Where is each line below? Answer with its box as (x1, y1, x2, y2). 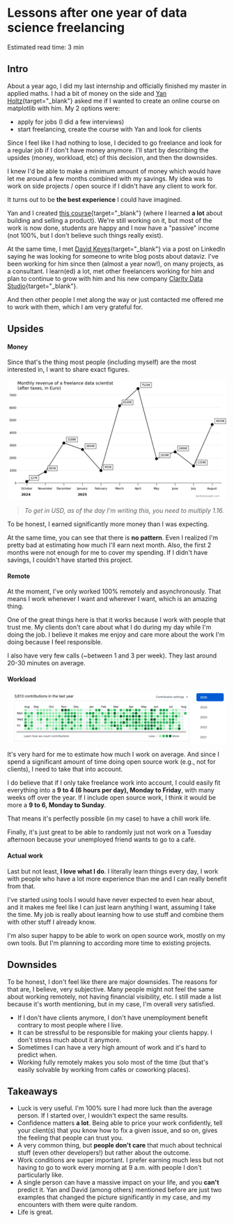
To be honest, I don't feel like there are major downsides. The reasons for (7, 977, 218, 986)
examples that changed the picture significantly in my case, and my (17, 1193, 211, 1201)
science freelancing (7, 20, 125, 36)
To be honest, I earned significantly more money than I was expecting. (7, 519, 209, 528)
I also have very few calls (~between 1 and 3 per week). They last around (7, 651, 217, 660)
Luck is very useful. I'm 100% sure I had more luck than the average (17, 1104, 212, 1113)
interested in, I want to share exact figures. (7, 366, 130, 374)
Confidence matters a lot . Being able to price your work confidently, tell (17, 1119, 223, 1127)
